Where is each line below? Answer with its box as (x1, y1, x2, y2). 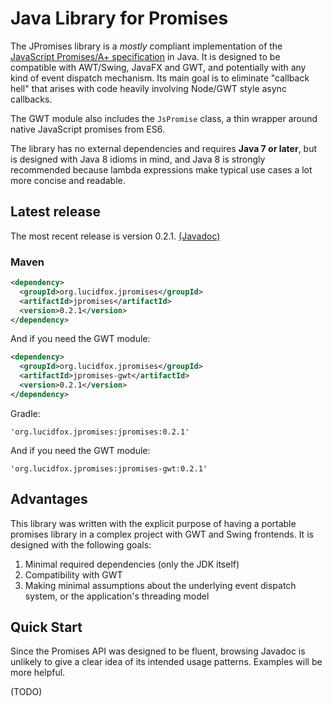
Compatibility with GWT (24, 568, 123, 581)
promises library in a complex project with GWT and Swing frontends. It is (10, 528, 314, 540)
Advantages (10, 491, 88, 508)
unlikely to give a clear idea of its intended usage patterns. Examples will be (10, 656, 323, 668)
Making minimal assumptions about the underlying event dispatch (24, 579, 297, 591)
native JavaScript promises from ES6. (10, 123, 165, 135)
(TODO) (10, 686, 43, 698)
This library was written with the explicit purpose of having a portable (10, 517, 297, 529)
